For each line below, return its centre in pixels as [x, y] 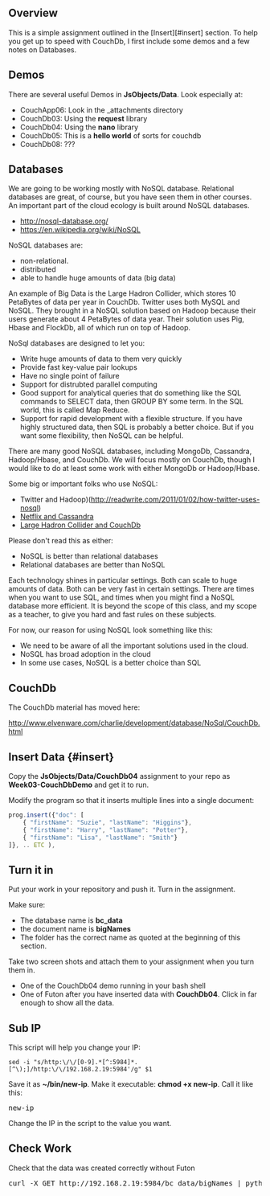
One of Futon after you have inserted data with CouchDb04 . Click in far [138, 994]
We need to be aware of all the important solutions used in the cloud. [134, 645]
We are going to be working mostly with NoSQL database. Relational [121, 189]
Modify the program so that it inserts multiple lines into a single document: [131, 801]
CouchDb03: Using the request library [84, 118]
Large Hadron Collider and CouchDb [80, 525]
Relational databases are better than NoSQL [92, 565]
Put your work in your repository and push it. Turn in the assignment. [122, 889]
